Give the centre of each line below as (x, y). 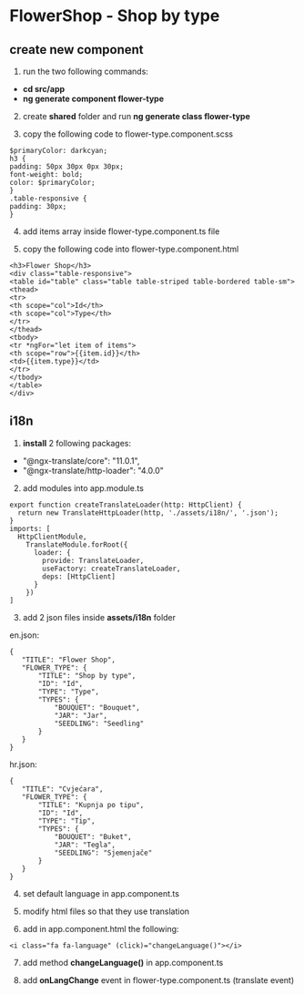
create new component (76, 50)
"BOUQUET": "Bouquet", (97, 707)
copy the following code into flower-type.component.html (131, 249)
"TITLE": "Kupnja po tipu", (91, 805)
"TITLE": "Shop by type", (87, 675)
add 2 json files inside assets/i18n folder (99, 617)
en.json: (24, 635)
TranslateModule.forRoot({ (77, 544)
